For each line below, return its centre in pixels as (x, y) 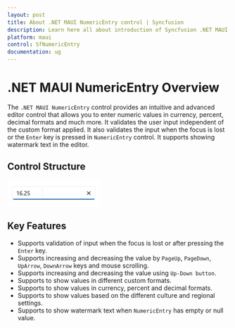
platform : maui (30, 37)
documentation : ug (34, 52)
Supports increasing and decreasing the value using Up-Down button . (117, 273)
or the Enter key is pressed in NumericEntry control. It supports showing (111, 137)
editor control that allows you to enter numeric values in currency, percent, (115, 114)
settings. (30, 303)
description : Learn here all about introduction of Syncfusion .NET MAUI (118, 30)
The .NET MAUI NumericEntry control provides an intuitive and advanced (111, 107)
